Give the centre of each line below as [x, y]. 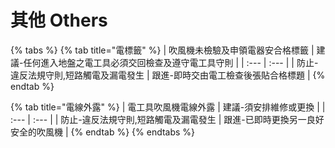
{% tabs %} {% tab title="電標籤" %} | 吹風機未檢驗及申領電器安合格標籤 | [162, 50]
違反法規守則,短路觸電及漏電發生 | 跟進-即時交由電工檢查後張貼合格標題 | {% [168, 75]
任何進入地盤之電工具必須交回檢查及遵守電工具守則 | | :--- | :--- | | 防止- [171, 62]
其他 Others [59, 20]
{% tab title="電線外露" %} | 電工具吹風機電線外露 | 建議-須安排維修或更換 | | [168, 107]
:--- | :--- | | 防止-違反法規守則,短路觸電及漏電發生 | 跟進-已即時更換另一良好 [167, 119]
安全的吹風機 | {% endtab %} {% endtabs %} [103, 132]
